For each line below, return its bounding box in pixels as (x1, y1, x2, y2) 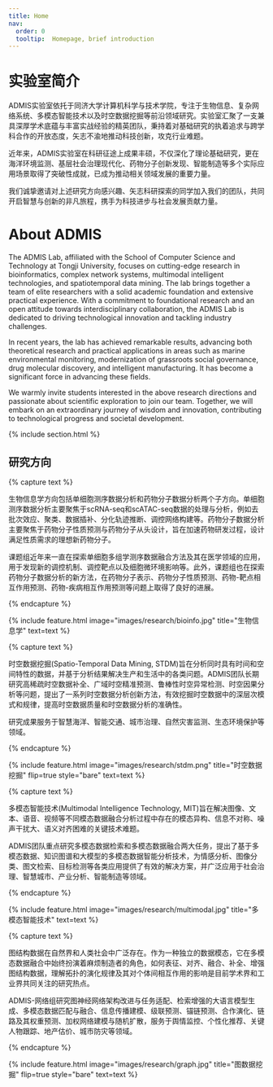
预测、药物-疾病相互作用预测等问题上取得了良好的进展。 (29, 582, 219, 592)
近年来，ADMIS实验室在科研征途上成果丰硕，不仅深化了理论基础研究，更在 (8, 148, 260, 159)
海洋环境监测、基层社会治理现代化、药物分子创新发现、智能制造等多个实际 (8, 159, 258, 169)
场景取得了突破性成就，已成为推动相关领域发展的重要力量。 (15, 169, 215, 179)
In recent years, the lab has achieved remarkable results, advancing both (8, 337, 253, 347)
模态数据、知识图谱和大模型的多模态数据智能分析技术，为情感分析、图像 (8, 851, 250, 861)
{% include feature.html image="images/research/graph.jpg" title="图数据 (8, 1059, 256, 1069)
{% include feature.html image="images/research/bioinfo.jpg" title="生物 (8, 616, 253, 625)
